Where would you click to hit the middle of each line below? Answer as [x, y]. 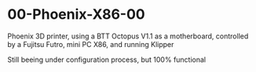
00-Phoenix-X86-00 [77, 14]
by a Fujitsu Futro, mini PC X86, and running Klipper [91, 44]
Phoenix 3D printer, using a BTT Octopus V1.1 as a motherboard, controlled [128, 36]
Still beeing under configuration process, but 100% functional [106, 59]
